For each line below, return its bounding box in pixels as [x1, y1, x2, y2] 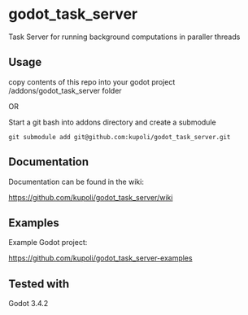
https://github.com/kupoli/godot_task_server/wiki [8, 192, 173, 202]
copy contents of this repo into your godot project [8, 77, 176, 86]
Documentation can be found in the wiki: [8, 177, 145, 186]
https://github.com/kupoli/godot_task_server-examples [8, 253, 193, 263]
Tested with [8, 277, 70, 291]
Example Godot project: [8, 238, 88, 247]
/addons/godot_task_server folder [8, 85, 122, 95]
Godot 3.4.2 [8, 299, 49, 308]
